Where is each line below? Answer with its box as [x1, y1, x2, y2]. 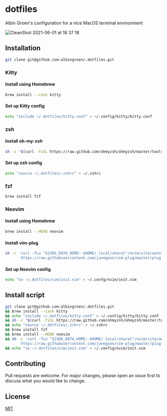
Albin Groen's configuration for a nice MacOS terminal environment [5, 20, 143, 26]
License [5, 392, 30, 401]
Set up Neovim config [5, 266, 51, 272]
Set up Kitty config [5, 103, 45, 109]
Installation [5, 44, 41, 53]
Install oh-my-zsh [5, 138, 43, 144]
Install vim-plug [5, 240, 39, 246]
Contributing [5, 359, 46, 368]
